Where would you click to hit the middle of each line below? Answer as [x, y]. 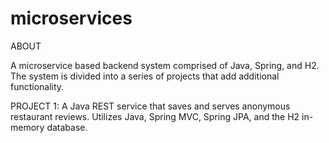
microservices [71, 18]
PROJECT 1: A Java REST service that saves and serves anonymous [150, 106]
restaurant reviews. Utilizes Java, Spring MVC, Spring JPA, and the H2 [155, 116]
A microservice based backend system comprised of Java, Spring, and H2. [165, 65]
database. [67, 127]
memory [27, 127]
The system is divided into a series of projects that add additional [145, 76]
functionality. [37, 86]
